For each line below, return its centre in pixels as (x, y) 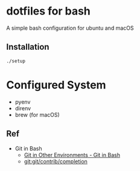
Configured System (56, 85)
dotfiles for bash (48, 11)
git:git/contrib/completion (56, 161)
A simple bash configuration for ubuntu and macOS (70, 28)
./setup (16, 61)
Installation (28, 47)
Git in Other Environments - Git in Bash (72, 155)
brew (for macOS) (37, 115)
